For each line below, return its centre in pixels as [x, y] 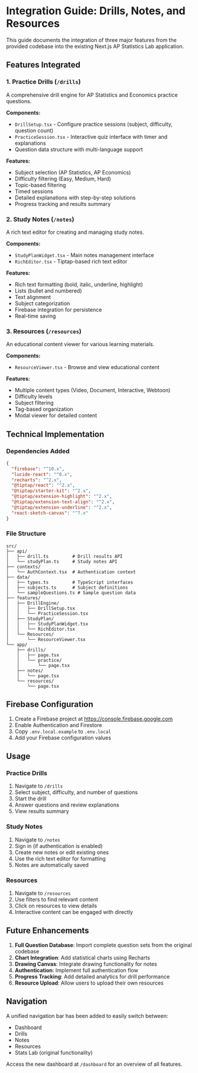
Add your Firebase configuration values [63, 738]
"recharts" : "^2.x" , [37, 480]
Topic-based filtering [40, 185]
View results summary [42, 811]
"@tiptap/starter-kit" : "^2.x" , [51, 491]
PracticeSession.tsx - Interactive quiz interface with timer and [91, 136]
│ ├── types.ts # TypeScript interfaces [70, 582]
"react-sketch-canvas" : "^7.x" [50, 513]
